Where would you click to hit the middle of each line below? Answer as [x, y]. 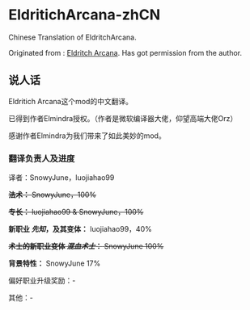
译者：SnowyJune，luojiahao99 [61, 178]
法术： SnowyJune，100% [53, 195]
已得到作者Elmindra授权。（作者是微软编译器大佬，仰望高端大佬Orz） [123, 118]
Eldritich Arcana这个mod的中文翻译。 [71, 101]
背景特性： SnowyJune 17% [55, 263]
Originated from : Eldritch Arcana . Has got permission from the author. [125, 52]
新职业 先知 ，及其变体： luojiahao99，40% [80, 229]
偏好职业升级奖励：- [42, 281]
